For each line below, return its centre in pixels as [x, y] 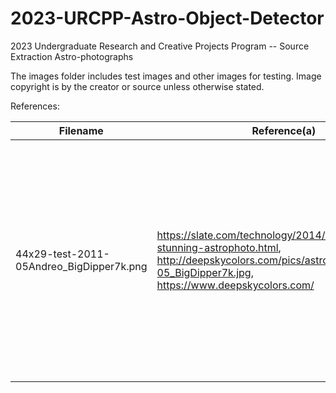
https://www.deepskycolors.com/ [235, 285]
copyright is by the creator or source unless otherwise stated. [137, 86]
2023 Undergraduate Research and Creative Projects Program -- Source [160, 46]
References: [35, 106]
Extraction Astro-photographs [72, 56]
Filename [81, 130]
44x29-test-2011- [62, 254]
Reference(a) [284, 130]
